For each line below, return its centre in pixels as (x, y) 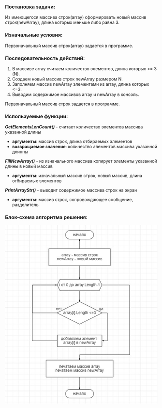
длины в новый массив (29, 166)
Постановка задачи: (30, 7)
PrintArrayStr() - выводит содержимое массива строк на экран (71, 190)
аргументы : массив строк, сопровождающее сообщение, (73, 200)
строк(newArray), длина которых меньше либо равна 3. (62, 22)
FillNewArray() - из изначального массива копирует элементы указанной (81, 161)
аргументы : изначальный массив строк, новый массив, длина (77, 176)
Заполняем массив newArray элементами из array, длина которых (81, 84)
